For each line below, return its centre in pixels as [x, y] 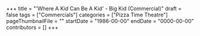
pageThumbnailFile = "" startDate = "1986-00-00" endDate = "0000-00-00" [100, 21]
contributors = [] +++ [32, 27]
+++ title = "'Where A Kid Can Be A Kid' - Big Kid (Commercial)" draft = [94, 9]
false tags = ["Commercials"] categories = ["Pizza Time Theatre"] [87, 15]
